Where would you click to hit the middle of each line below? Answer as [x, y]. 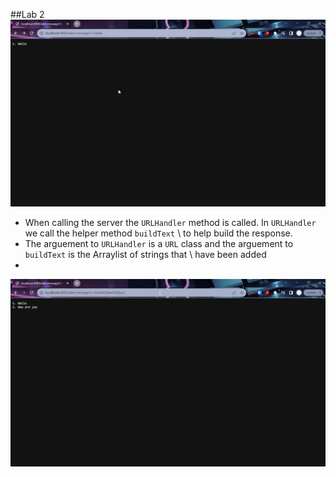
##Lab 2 [27, 14]
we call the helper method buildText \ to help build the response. [158, 233]
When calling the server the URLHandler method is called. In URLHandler [170, 223]
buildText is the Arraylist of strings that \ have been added [145, 255]
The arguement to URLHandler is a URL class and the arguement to [159, 244]
